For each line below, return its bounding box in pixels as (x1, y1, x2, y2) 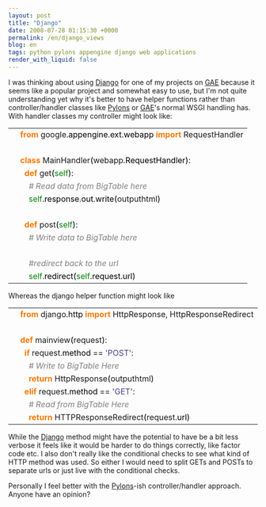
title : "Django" (8, 19, 62, 27)
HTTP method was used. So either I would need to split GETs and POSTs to (8, 457, 253, 467)
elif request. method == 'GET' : (24, 386, 135, 397)
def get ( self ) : (24, 167, 74, 178)
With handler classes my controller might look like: (8, 111, 173, 120)
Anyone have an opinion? (8, 489, 91, 499)
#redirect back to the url (28, 257, 119, 269)
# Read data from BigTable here (28, 180, 148, 191)
